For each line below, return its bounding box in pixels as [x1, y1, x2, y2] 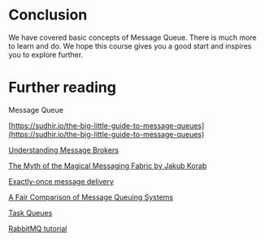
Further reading [8, 79, 116, 97]
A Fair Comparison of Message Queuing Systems [8, 192, 173, 202]
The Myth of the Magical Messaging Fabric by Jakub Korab [8, 161, 207, 170]
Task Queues [8, 208, 53, 217]
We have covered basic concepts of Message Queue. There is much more [8, 32, 258, 42]
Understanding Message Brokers [8, 144, 119, 155]
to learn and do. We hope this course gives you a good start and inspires [8, 41, 252, 50]
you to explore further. [8, 49, 84, 59]
